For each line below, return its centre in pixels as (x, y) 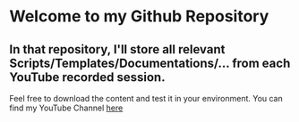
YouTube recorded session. (87, 77)
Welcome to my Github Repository (139, 16)
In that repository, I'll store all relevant (117, 49)
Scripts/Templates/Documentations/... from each (150, 63)
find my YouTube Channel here (66, 108)
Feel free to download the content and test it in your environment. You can (146, 98)
